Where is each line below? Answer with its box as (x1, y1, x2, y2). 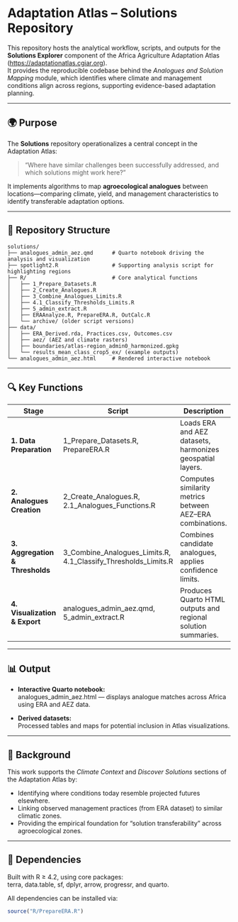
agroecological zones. (17, 827, 83, 835)
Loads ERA (180, 418, 217, 428)
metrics (180, 492, 205, 502)
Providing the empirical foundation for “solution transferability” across (17, 819, 222, 828)
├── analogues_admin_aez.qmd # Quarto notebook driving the (7, 249, 204, 256)
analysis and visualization (7, 256, 91, 263)
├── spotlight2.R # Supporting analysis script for (7, 261, 214, 269)
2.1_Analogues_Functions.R (62, 500, 156, 510)
